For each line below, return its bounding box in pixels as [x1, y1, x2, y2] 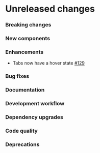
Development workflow [5, 100, 65, 107]
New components [5, 35, 50, 42]
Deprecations [5, 141, 40, 148]
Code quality [5, 127, 38, 134]
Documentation [5, 86, 45, 94]
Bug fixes [5, 73, 30, 80]
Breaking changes [5, 21, 52, 28]
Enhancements [5, 48, 44, 55]
